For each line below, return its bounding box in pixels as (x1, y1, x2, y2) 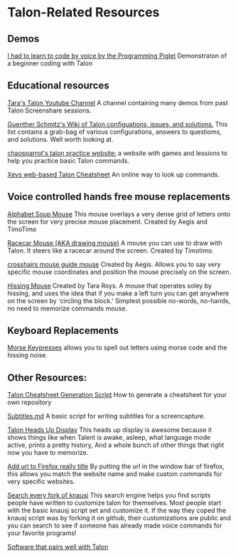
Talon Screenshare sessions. (7, 106, 92, 115)
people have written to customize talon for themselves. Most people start (7, 499, 222, 507)
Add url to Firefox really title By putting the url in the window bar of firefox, (7, 462, 225, 470)
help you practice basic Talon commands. (7, 156, 130, 164)
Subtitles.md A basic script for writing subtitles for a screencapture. (7, 412, 206, 421)
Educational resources (7, 80, 109, 92)
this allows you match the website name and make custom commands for (7, 470, 222, 478)
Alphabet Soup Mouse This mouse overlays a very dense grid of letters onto (7, 209, 231, 218)
